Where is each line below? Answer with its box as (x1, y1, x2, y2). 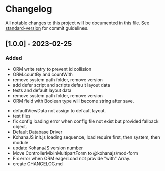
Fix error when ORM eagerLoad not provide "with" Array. (12, 155, 131, 161)
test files (12, 113, 31, 119)
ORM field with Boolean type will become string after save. (12, 98, 134, 104)
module (12, 139, 29, 145)
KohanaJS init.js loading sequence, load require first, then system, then (12, 134, 160, 140)
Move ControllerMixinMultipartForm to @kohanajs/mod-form (12, 150, 138, 156)
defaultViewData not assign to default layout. (12, 107, 106, 113)
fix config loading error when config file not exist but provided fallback (12, 118, 159, 124)
